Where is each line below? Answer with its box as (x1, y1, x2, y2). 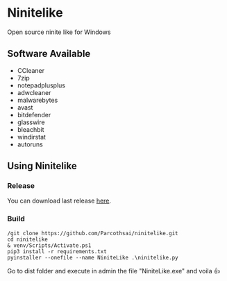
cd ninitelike (7, 236, 49, 243)
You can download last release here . (7, 196, 112, 205)
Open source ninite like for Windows (7, 28, 111, 36)
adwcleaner (17, 88, 51, 96)
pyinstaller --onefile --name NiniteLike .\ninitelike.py (7, 254, 178, 261)
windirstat (17, 133, 47, 141)
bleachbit (17, 125, 44, 133)
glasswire (17, 118, 45, 126)
